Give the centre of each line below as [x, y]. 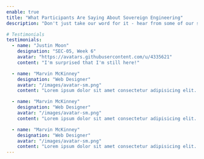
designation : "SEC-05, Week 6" [57, 51]
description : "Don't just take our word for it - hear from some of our [100, 23]
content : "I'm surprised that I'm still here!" [78, 62]
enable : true [23, 12]
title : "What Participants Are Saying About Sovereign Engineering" [95, 18]
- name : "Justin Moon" [40, 46]
